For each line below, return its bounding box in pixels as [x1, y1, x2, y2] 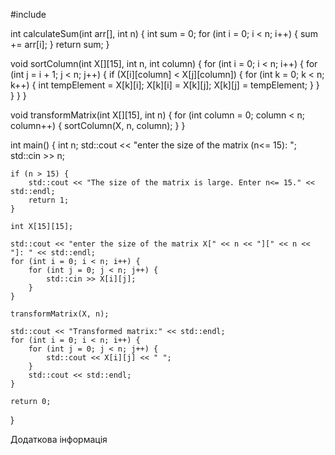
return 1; [28, 195, 70, 205]
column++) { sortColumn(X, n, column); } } [10, 120, 186, 131]
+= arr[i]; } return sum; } [10, 39, 110, 50]
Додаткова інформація [10, 434, 108, 445]
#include [10, 9, 47, 20]
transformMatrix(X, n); [10, 309, 110, 319]
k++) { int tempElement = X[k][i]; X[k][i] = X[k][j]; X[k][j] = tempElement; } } [10, 79, 320, 91]
